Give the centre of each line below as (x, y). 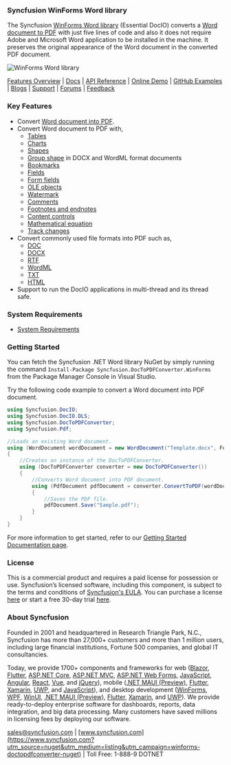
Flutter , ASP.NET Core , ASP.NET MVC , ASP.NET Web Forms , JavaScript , (109, 675)
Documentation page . (38, 544)
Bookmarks (43, 165)
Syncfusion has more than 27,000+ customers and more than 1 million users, (115, 640)
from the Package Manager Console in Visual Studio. (82, 377)
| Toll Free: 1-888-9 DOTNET (123, 754)
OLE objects (44, 187)
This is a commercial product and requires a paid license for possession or (113, 578)
